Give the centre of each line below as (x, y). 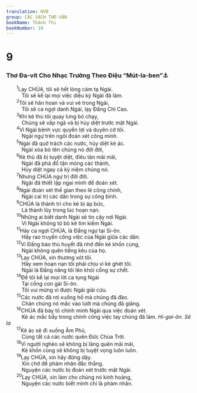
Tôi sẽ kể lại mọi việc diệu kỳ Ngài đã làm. (72, 95)
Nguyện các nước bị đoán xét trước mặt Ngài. (77, 370)
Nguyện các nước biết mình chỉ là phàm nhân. (77, 383)
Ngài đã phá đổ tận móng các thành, (66, 163)
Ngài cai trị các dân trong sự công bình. (70, 196)
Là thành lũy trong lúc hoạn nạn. (61, 210)
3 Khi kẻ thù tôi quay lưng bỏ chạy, (58, 116)
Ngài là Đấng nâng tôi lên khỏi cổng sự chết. (75, 270)
